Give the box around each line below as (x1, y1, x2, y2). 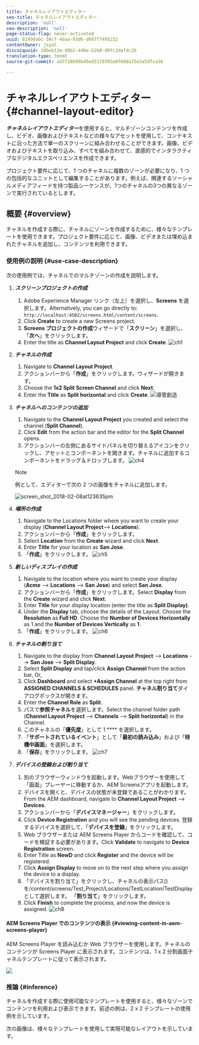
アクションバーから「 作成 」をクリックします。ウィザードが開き (23, 370, 179, 377)
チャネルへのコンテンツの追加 (14, 403, 88, 411)
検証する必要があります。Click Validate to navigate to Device (39, 838, 190, 845)
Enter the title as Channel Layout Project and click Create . (23, 338, 168, 346)
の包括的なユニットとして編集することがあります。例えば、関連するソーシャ (6, 175, 193, 182)
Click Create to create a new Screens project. (23, 317, 135, 325)
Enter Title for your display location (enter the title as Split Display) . (23, 601, 189, 608)
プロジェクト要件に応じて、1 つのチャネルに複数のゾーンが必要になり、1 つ (6, 167, 190, 175)
